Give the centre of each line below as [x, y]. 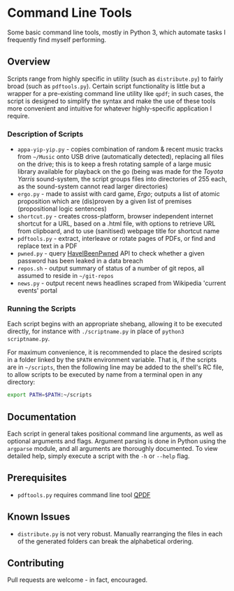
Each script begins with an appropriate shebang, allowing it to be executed [115, 324]
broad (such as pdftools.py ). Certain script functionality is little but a [106, 86]
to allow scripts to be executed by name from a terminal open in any [105, 375]
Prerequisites [37, 478]
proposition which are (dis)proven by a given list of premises [104, 202]
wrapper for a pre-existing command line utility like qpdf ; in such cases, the [116, 93]
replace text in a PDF [47, 246]
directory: [21, 382]
